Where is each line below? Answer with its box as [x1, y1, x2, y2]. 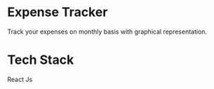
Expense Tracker [7, 4, 108, 20]
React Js [7, 75, 33, 83]
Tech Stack [7, 52, 74, 68]
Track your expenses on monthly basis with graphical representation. [7, 27, 208, 36]
